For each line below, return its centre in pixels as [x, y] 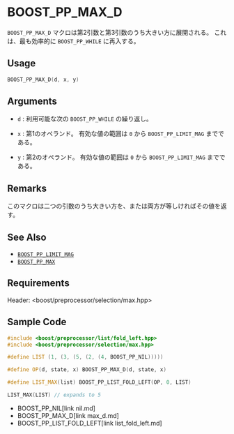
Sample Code [37, 322]
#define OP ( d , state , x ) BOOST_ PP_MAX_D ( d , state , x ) [87, 370]
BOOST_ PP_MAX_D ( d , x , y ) [43, 80]
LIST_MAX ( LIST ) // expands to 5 [54, 395]
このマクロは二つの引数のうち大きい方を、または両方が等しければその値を [114, 206]
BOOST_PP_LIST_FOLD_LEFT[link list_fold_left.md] [89, 423]
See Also [27, 237]
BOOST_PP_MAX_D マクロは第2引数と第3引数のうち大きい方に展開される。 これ [117, 32]
